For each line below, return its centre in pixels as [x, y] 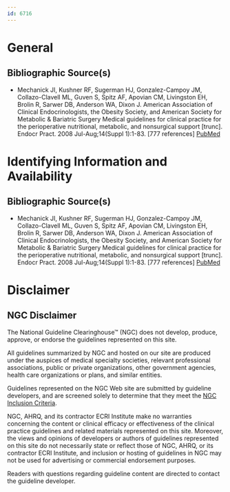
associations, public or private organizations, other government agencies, [112, 367]
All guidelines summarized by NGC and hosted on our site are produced [109, 353]
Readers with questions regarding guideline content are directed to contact [114, 473]
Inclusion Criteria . [32, 403]
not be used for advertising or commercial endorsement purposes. [102, 460]
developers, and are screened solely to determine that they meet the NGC [112, 395]
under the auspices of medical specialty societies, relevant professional [109, 360]
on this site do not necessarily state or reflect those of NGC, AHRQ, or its [110, 445]
